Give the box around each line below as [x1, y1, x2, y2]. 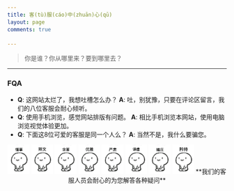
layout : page [7, 18, 45, 26]
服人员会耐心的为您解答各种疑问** [68, 176, 166, 184]
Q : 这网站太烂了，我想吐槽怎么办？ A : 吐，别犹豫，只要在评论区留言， [17, 95, 219, 104]
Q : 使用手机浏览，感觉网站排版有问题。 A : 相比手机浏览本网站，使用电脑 [17, 112, 225, 121]
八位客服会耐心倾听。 [29, 104, 91, 112]
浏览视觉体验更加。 [17, 121, 73, 130]
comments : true [7, 26, 52, 33]
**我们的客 [195, 167, 226, 176]
